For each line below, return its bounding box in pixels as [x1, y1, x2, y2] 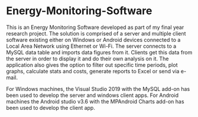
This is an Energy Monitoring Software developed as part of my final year [6, 24, 184, 31]
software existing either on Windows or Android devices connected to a [6, 36, 181, 43]
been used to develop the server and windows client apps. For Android [6, 92, 179, 99]
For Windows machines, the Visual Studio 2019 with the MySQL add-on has [6, 85, 190, 92]
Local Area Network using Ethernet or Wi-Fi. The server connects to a [6, 43, 177, 50]
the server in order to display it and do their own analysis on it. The [6, 55, 169, 62]
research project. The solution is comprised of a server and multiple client [6, 30, 186, 37]
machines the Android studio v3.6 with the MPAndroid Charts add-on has [6, 97, 184, 105]
